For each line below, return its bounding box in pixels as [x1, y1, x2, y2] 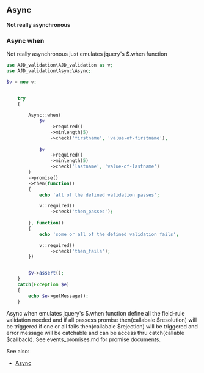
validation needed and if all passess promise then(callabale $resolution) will [6, 316, 197, 323]
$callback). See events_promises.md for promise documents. [6, 336, 161, 343]
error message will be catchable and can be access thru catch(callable [6, 329, 184, 336]
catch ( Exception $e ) [17, 281, 70, 288]
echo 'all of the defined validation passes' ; [38, 192, 160, 198]
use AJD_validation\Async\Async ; [6, 67, 92, 74]
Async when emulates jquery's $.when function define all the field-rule [6, 309, 185, 317]
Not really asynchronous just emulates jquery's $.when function [6, 50, 167, 57]
